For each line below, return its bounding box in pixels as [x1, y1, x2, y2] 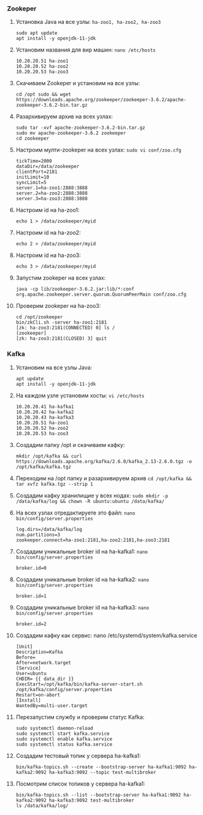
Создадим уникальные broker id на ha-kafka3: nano [15, 603, 150, 611]
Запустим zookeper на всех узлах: [15, 274, 106, 281]
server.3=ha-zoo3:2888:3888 [15, 196, 88, 202]
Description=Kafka [15, 649, 63, 655]
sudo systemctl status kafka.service [15, 741, 113, 748]
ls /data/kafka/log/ [15, 802, 69, 809]
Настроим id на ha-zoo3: [15, 251, 82, 259]
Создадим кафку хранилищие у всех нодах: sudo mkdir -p [15, 492, 168, 499]
